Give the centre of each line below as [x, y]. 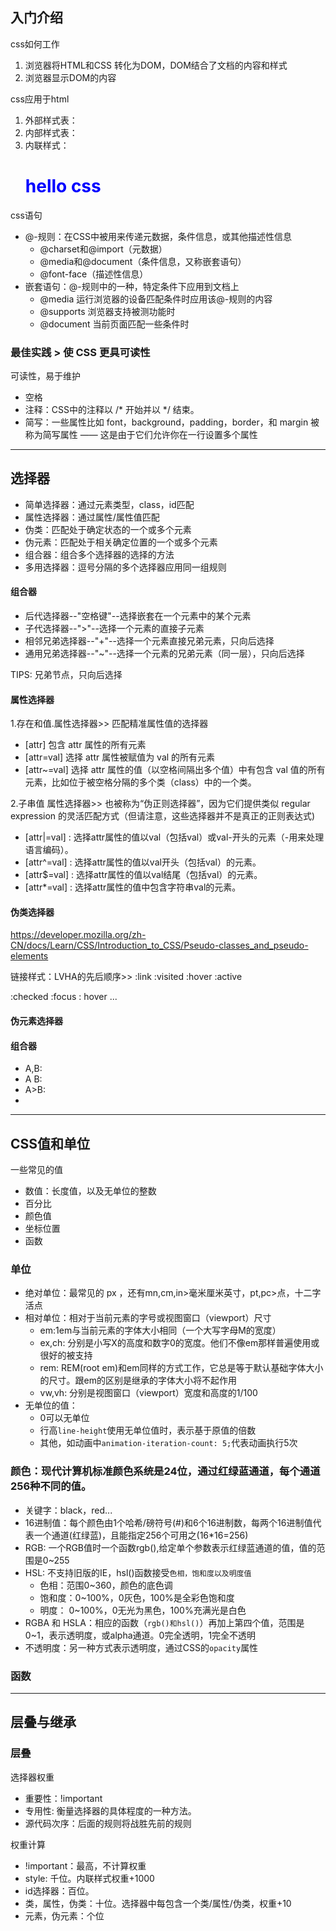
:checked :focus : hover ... [64, 997]
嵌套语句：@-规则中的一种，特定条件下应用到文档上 [132, 286]
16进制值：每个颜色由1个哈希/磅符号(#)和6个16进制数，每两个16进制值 [168, 1522]
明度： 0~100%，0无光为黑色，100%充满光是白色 [143, 1610]
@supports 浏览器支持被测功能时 [107, 311]
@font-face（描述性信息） [94, 274]
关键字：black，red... [68, 1510]
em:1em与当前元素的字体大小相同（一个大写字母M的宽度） [160, 1330]
